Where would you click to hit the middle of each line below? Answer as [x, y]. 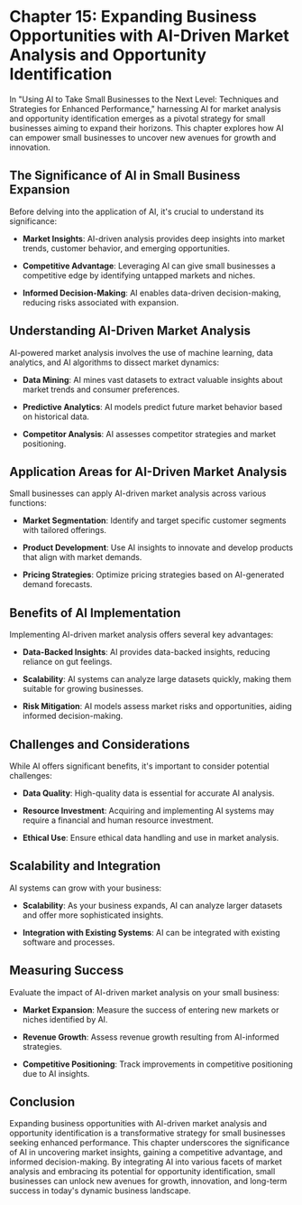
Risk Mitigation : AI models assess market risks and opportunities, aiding [157, 706]
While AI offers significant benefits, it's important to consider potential [139, 766]
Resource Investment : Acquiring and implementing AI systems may [148, 811]
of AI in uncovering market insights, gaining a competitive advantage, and [146, 1153]
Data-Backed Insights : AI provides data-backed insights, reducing [146, 652]
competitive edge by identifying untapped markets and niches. [138, 275]
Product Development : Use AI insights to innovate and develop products [158, 547]
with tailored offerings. [64, 530]
